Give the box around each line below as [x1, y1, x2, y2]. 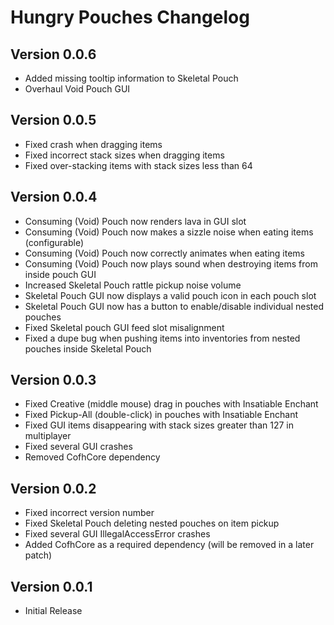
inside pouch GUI [24, 268, 97, 280]
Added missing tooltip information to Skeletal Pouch [24, 72, 239, 84]
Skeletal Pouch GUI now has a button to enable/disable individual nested [24, 300, 325, 312]
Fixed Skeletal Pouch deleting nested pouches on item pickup [24, 517, 280, 530]
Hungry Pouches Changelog [10, 6, 250, 29]
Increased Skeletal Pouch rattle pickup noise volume [24, 279, 242, 291]
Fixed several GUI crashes [24, 441, 133, 453]
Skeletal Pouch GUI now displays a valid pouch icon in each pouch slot [24, 289, 317, 301]
